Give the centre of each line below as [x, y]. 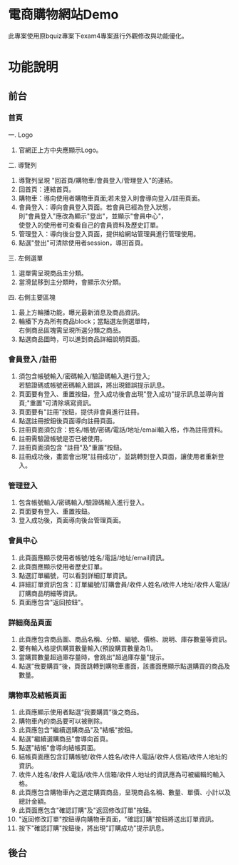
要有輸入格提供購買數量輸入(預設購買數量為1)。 [88, 648]
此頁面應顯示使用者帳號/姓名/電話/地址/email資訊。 [93, 557]
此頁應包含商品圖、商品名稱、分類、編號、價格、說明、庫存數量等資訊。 [124, 639]
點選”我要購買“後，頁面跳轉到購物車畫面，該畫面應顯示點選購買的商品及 [124, 666]
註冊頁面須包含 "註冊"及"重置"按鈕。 [72, 447]
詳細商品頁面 [30, 622]
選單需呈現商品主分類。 [53, 273]
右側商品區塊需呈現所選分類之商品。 [72, 330]
